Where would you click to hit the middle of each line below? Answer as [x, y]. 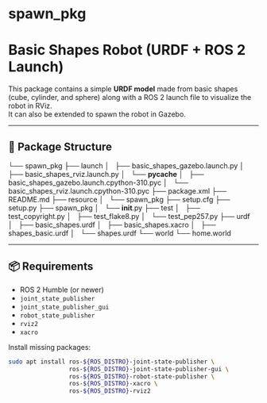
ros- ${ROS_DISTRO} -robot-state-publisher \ [142, 376]
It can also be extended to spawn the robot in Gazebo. [97, 114]
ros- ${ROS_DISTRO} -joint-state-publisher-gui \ [149, 369]
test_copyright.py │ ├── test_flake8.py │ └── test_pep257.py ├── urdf [129, 216]
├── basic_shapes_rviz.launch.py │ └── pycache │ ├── [106, 174]
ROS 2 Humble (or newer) [62, 290]
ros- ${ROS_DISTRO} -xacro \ [113, 384]
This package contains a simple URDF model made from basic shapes [123, 89]
